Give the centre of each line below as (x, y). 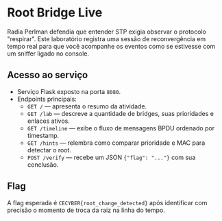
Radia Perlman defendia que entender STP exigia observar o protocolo (107, 32)
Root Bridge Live (55, 13)
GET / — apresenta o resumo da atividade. (87, 106)
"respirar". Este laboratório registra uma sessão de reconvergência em (107, 38)
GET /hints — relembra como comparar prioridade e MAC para (116, 143)
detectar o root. (49, 150)
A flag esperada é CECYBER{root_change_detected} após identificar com (107, 202)
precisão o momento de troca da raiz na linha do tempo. (86, 210)
